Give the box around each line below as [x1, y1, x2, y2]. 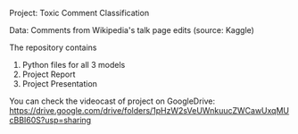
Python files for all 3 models [21, 60, 126, 70]
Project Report [21, 69, 76, 80]
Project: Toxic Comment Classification [9, 8, 150, 18]
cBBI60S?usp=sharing [9, 115, 92, 125]
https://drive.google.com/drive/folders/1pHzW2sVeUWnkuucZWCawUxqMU [9, 105, 290, 115]
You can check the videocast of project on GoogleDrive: [9, 96, 216, 106]
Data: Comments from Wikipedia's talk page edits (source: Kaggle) [9, 25, 254, 35]
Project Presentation [21, 79, 98, 88]
